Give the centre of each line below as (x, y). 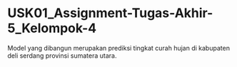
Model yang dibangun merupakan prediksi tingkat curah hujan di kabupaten (119, 48)
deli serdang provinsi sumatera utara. (62, 56)
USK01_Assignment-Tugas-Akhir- (110, 13)
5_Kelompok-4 (52, 28)
